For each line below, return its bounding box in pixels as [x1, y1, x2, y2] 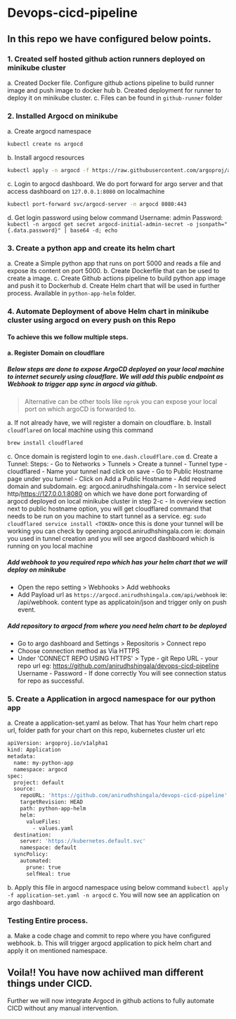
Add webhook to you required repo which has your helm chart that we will [7, 558, 228, 566]
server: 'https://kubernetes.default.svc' [20, 838, 146, 845]
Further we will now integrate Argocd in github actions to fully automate [7, 996, 214, 1005]
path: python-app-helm [20, 806, 86, 813]
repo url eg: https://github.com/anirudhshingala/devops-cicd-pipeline [17, 662, 219, 670]
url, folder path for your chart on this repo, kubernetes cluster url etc [7, 726, 206, 735]
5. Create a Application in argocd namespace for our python [7, 694, 216, 704]
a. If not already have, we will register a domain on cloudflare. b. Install [7, 419, 212, 427]
